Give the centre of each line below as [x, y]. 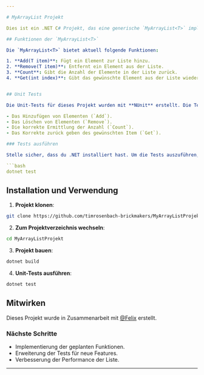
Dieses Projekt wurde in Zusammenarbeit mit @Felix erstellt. [81, 318]
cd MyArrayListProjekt [35, 239]
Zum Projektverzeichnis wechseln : [60, 228]
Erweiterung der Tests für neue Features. [66, 353]
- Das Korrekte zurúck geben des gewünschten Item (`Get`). [84, 133]
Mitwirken [26, 303]
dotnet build [23, 262]
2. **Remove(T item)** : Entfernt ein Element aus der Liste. [85, 67]
